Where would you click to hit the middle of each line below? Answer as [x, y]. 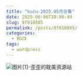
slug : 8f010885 [25, 22]
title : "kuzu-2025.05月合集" [41, 11]
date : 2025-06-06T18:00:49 [39, 17]
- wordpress [26, 50]
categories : [21, 33]
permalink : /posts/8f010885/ [42, 28]
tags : [13, 44]
